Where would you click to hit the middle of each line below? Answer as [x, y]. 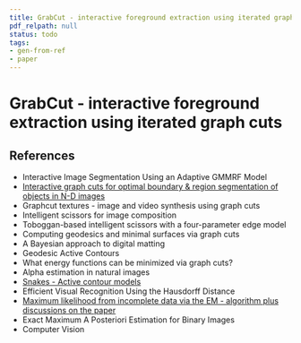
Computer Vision [53, 329]
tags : [19, 43]
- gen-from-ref [38, 51]
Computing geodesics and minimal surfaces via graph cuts [131, 234]
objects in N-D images [64, 196]
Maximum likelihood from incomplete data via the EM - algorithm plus [150, 300]
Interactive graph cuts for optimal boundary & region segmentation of [150, 186]
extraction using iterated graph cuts [146, 123]
